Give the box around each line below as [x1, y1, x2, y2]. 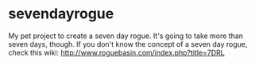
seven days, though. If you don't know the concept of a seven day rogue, [8, 39, 248, 48]
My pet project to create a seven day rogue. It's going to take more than [8, 31, 244, 40]
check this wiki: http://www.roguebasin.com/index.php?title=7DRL [8, 48, 225, 57]
